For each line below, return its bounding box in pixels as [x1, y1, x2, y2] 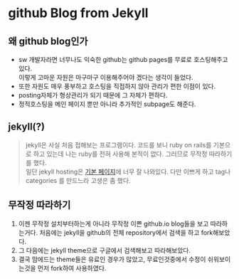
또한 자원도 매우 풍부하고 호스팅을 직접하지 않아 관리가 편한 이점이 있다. [18, 82, 216, 90]
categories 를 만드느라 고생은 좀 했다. [25, 176, 131, 184]
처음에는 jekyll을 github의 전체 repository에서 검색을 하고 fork [39, 228, 213, 236]
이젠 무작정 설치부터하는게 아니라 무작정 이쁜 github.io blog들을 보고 [18, 219, 209, 228]
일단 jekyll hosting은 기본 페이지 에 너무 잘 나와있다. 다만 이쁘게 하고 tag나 [25, 167, 231, 176]
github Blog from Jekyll [8, 5, 149, 21]
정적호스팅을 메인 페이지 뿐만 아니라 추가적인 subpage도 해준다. [18, 100, 196, 108]
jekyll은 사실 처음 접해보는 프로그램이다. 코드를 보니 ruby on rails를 [25, 140, 212, 149]
